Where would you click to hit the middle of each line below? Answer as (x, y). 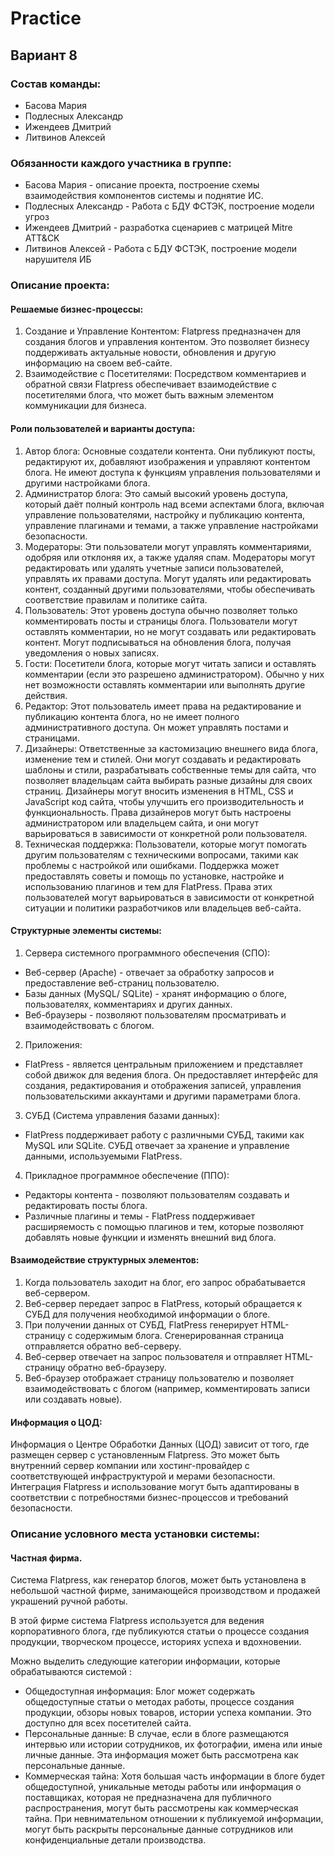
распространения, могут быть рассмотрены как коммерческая (161, 1808)
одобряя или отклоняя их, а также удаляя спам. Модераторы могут (170, 557)
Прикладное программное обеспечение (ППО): (127, 1175)
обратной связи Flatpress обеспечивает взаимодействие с (150, 384)
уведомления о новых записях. (92, 653)
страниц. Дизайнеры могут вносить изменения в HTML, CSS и (159, 791)
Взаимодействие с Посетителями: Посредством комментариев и (165, 374)
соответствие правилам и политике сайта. (116, 599)
